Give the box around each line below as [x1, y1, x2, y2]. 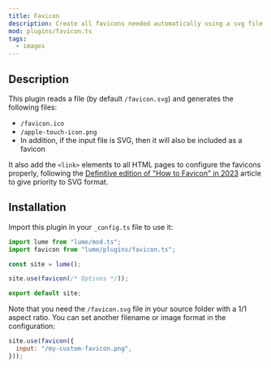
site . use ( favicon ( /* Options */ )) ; [8, 275, 129, 283]
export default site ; [8, 289, 82, 297]
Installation [8, 201, 67, 214]
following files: [8, 102, 58, 112]
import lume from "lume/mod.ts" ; [8, 237, 122, 246]
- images [15, 42, 45, 50]
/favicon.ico [19, 119, 65, 128]
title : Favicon [8, 11, 60, 20]
